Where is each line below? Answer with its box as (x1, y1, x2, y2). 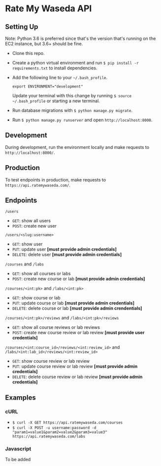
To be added (5, 457, 31, 463)
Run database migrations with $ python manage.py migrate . (12, 108, 133, 113)
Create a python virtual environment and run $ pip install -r (12, 60, 139, 65)
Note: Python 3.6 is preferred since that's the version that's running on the (5, 35, 156, 41)
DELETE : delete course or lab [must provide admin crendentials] (12, 305, 142, 311)
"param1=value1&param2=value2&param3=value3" (12, 430, 107, 435)
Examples (5, 393, 36, 402)
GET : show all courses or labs (12, 271, 71, 277)
